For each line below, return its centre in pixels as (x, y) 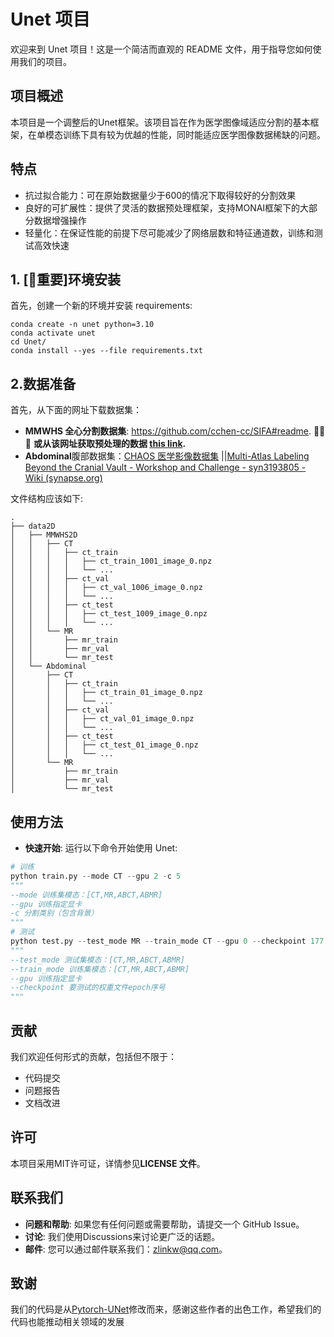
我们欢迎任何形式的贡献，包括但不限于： (93, 1056)
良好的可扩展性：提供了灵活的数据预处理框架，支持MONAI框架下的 (162, 207)
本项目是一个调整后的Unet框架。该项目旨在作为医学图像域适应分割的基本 (160, 122)
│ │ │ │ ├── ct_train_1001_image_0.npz (111, 561)
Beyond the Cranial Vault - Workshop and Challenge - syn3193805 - (165, 467)
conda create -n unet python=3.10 (82, 325)
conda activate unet (53, 333)
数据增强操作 (60, 220)
